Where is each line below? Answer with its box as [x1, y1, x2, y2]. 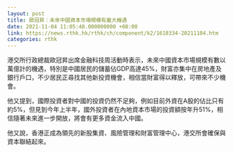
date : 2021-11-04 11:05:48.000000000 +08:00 [7, 23, 138, 30]
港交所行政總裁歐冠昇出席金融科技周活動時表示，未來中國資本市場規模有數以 [7, 56, 226, 65]
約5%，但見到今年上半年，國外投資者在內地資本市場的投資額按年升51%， [7, 105, 217, 114]
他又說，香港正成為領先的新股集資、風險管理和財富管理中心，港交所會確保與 [7, 129, 226, 137]
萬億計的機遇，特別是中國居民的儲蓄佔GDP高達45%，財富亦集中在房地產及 [7, 65, 222, 73]
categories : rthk [7, 36, 58, 43]
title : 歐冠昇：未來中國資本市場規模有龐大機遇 [7, 17, 128, 24]
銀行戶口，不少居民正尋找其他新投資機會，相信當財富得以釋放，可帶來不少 [7, 74, 220, 82]
